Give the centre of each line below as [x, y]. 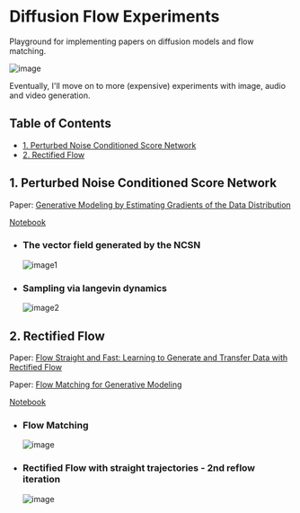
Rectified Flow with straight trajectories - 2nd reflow [139, 468]
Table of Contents [61, 124]
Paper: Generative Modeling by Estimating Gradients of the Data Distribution [150, 205]
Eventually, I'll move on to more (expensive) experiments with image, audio [147, 85]
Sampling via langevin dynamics [95, 287]
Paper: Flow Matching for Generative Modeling [96, 385]
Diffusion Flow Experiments [115, 17]
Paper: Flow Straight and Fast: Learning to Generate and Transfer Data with [149, 358]
